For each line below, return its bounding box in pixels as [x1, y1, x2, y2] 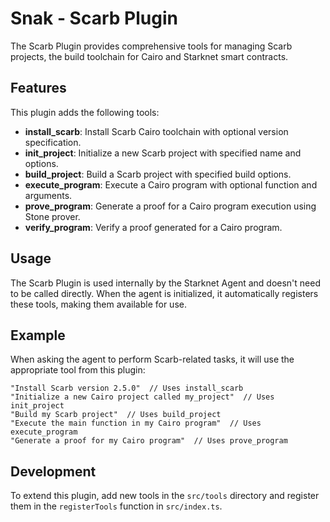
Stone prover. [24, 210, 81, 222]
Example [10, 327, 66, 344]
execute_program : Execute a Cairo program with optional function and [24, 178, 318, 191]
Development [10, 463, 97, 480]
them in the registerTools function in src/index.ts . [10, 500, 223, 512]
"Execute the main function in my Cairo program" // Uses [10, 418, 262, 429]
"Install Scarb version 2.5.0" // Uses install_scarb [10, 383, 244, 394]
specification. [24, 136, 82, 148]
